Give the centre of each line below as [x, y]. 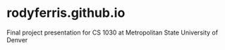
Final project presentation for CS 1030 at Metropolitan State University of [112, 32]
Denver [17, 39]
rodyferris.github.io [66, 13]
